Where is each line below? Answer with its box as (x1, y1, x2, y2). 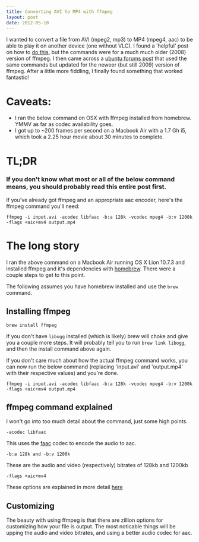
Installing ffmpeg (6, 307, 71, 317)
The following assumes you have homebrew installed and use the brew (6, 283, 178, 290)
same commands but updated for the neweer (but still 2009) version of (6, 61, 180, 68)
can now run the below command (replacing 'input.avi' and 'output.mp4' (6, 363, 184, 370)
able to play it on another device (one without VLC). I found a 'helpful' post (6, 42, 189, 49)
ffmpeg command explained (6, 402, 113, 412)
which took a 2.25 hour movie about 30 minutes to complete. (14, 133, 165, 140)
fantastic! (6, 74, 29, 81)
